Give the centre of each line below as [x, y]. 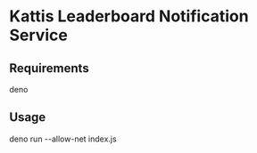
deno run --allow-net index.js [63, 139]
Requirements [49, 68]
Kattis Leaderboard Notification [129, 16]
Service [39, 35]
